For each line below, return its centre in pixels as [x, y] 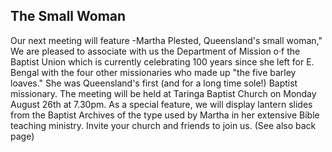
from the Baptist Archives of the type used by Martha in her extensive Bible [165, 115]
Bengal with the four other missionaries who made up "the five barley [153, 72]
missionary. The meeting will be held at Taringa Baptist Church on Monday [163, 93]
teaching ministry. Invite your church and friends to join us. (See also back [163, 125]
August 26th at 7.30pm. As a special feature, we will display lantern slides [161, 104]
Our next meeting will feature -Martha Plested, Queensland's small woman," [166, 40]
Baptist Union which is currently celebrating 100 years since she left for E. [162, 61]
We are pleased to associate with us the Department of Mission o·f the [155, 51]
